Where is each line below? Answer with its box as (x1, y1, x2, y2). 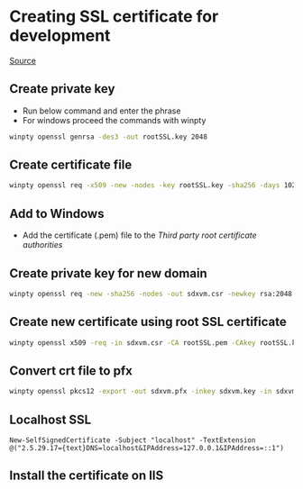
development (9, 25, 111, 46)
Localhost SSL (9, 412, 92, 427)
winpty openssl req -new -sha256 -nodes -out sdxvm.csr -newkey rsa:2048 (9, 289, 293, 298)
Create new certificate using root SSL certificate (9, 314, 287, 330)
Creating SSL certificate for (9, 6, 219, 27)
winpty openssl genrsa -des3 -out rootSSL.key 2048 (9, 132, 207, 141)
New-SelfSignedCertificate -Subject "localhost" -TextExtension (9, 436, 256, 445)
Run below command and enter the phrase (22, 105, 181, 116)
